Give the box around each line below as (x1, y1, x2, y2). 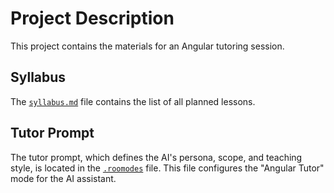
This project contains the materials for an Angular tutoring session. (10, 40, 285, 52)
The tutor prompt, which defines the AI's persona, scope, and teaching (10, 151, 303, 163)
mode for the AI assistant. (10, 172, 117, 184)
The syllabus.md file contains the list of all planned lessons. (10, 95, 256, 107)
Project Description (10, 7, 175, 30)
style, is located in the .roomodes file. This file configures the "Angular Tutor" (10, 162, 325, 174)
